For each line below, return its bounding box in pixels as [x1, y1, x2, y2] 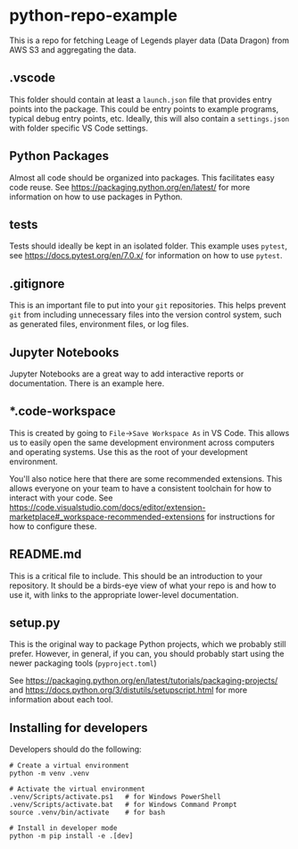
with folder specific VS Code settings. [9, 122, 149, 133]
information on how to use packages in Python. [9, 191, 183, 202]
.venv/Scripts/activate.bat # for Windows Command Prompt [9, 801, 238, 810]
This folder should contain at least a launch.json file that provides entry [9, 94, 272, 105]
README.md [9, 547, 82, 562]
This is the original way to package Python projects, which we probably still [9, 639, 286, 650]
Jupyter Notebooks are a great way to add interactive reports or [9, 368, 244, 379]
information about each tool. [9, 694, 113, 705]
